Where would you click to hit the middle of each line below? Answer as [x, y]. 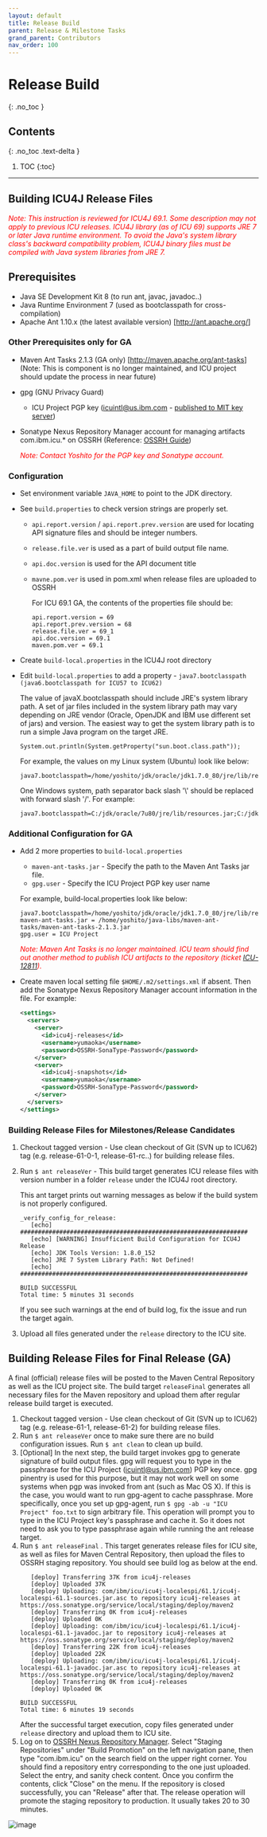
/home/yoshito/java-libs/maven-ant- [159, 920]
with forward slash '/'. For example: [77, 799]
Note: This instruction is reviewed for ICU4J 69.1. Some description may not [132, 218]
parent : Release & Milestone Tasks [67, 30]
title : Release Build [44, 23]
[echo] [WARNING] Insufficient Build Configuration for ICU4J [135, 1239]
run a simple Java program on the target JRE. [94, 732]
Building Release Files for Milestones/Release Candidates [122, 1130]
